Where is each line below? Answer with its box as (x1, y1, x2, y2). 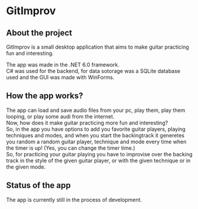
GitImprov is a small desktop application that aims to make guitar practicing (6, 43, 189, 50)
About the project (6, 28, 73, 38)
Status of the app (6, 181, 71, 191)
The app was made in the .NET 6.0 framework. (6, 61, 120, 68)
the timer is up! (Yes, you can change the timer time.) (6, 144, 135, 152)
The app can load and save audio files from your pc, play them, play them (6, 107, 186, 114)
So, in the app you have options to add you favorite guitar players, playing (6, 126, 186, 133)
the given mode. (6, 163, 46, 170)
